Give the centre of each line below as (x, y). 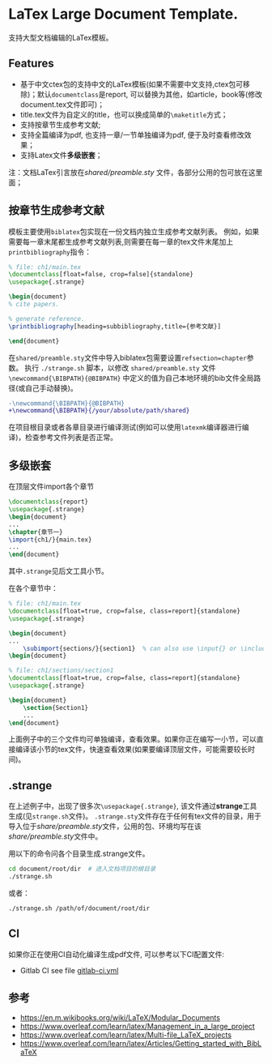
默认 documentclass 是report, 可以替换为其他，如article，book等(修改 (150, 94)
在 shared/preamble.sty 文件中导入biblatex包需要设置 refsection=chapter (127, 357)
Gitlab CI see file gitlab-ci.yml (69, 970)
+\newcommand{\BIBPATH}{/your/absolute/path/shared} (99, 411)
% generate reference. (47, 318)
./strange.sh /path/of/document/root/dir (79, 908)
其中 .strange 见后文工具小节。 (59, 571)
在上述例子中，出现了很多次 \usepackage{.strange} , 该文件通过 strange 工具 (133, 806)
